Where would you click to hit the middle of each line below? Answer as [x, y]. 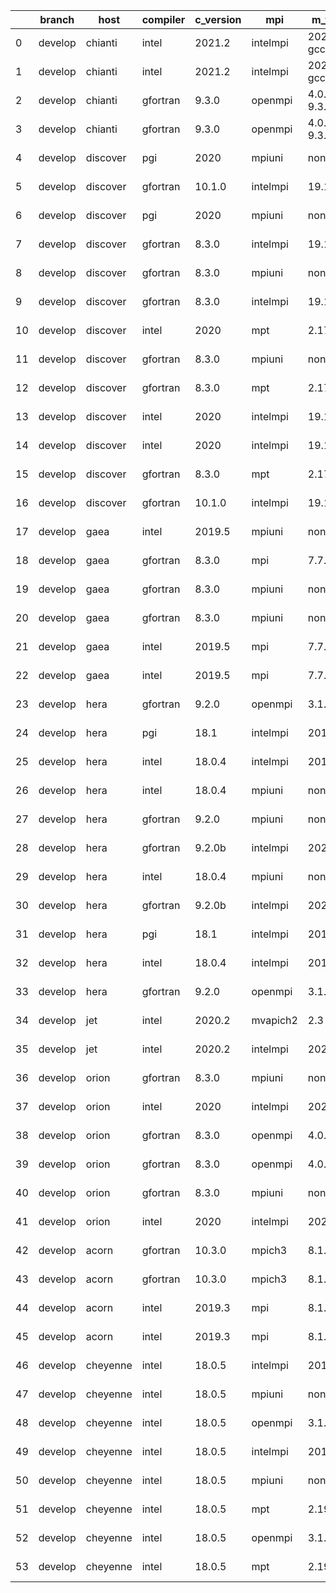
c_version [218, 19]
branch [57, 19]
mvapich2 [274, 1020]
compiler [163, 19]
